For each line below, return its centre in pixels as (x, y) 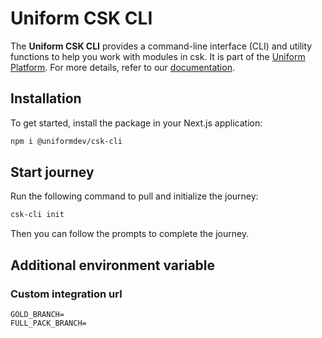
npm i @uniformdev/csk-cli (66, 141)
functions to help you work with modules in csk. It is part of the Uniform (158, 56)
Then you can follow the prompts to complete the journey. (130, 234)
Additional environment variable (113, 265)
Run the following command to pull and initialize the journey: (134, 196)
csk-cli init (37, 215)
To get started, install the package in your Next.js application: (136, 123)
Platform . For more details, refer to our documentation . (122, 67)
